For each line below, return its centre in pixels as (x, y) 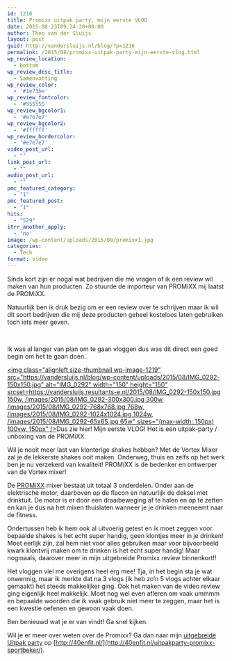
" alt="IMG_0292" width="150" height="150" (104, 384)
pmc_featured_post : (35, 201)
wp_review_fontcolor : (39, 98)
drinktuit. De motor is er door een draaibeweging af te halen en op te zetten (115, 500)
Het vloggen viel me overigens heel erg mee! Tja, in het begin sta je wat (110, 571)
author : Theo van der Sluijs (49, 33)
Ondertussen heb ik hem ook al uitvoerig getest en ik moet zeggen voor (110, 528)
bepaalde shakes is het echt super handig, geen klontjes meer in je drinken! (115, 535)
